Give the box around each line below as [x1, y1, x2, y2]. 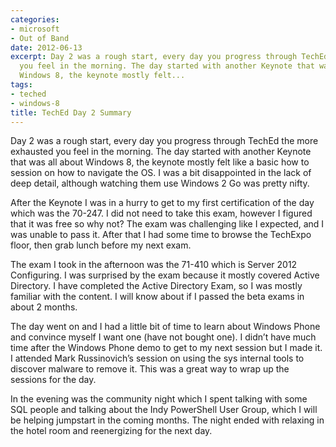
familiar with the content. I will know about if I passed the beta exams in [10, 291, 305, 303]
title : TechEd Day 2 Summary [10, 107, 132, 118]
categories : [10, 14, 60, 25]
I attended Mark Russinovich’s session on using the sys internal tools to [10, 352, 305, 365]
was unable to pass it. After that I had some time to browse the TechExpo [10, 229, 312, 241]
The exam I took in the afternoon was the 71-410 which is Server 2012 [10, 259, 298, 271]
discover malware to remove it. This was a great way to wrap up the [10, 363, 290, 375]
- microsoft [10, 24, 60, 34]
